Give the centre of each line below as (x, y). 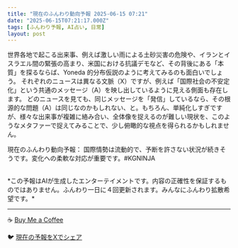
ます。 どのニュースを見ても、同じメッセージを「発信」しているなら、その (116, 99)
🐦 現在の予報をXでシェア (45, 237)
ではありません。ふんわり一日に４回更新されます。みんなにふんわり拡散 (119, 190)
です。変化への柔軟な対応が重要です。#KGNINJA (84, 158)
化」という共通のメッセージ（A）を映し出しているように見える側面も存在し (118, 90)
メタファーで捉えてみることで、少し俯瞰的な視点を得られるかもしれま (121, 125)
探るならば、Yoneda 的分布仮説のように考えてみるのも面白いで (118, 72)
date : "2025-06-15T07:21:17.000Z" (58, 21)
